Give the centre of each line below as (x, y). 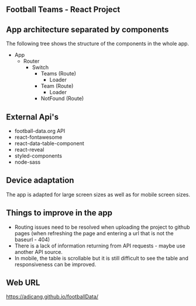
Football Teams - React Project (63, 10)
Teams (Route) (59, 74)
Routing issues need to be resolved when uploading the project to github (102, 227)
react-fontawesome (38, 137)
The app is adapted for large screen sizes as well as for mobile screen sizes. (98, 194)
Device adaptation (40, 180)
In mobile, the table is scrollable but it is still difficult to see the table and (101, 258)
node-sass (27, 162)
